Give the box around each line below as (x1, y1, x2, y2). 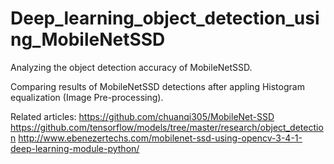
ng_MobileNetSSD (10, 28, 166, 51)
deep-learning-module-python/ (10, 142, 140, 154)
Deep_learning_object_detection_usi (10, 7, 320, 30)
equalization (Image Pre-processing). (10, 91, 164, 103)
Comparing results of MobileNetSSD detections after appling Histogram (10, 80, 305, 92)
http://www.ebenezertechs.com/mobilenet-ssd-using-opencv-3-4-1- (18, 132, 303, 144)
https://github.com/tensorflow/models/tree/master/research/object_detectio (10, 121, 324, 133)
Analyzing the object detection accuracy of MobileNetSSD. (10, 61, 253, 73)
